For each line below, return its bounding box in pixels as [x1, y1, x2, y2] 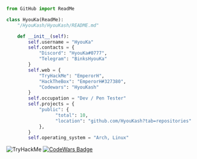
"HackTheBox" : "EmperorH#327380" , [38, 78, 126, 84]
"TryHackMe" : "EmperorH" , [38, 73, 105, 79]
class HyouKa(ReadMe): [6, 16, 64, 22]
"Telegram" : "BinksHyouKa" [38, 56, 108, 62]
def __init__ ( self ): [17, 33, 69, 39]
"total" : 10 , [55, 112, 88, 118]
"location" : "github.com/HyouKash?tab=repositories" [55, 118, 192, 124]
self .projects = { [28, 101, 75, 107]
